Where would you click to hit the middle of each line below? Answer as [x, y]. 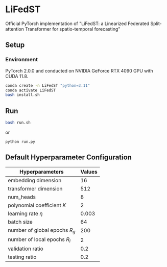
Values [89, 172]
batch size [20, 222]
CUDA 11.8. [17, 76]
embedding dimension [35, 180]
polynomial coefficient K [37, 205]
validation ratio [26, 249]
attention [15, 29]
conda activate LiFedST [31, 90]
